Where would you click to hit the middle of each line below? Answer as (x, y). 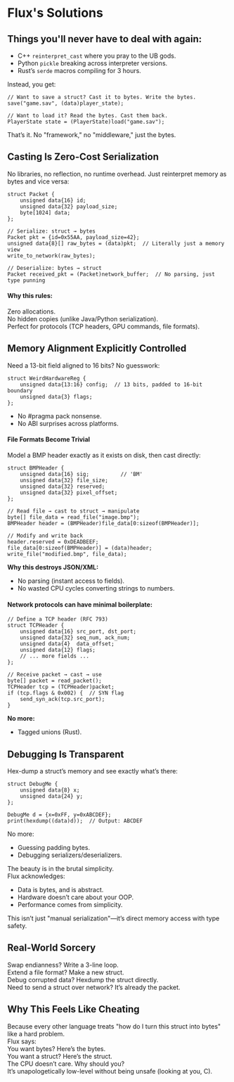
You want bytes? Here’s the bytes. (57, 1048)
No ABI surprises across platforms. (68, 423)
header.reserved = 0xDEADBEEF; (53, 542)
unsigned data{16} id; (53, 200)
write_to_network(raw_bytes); (52, 256)
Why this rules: (30, 296)
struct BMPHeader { (36, 468)
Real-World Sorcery (52, 948)
